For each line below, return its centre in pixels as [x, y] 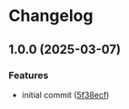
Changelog [51, 16]
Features [29, 75]
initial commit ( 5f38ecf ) [65, 94]
